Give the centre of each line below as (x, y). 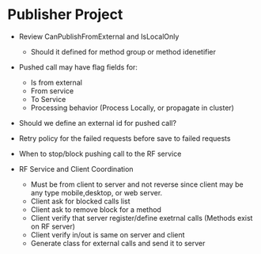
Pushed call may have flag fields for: (78, 67)
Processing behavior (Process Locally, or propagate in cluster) (132, 108)
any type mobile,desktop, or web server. (96, 192)
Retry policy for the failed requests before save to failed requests (125, 138)
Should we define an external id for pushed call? (98, 123)
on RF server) (53, 226)
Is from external (56, 82)
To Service (48, 99)
